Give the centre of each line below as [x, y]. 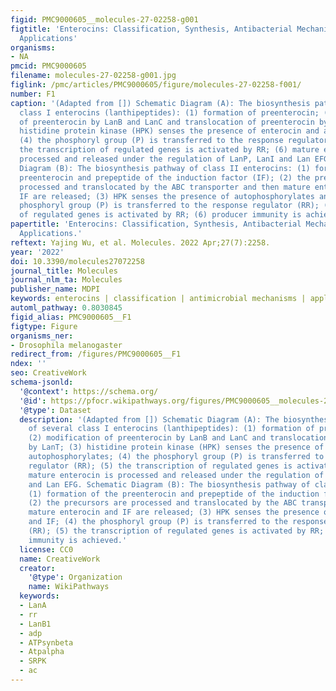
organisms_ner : [42, 336]
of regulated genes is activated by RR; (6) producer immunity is [160, 215]
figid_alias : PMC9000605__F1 [71, 317]
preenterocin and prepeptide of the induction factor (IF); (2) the [165, 177]
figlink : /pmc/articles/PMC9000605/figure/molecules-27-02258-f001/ [156, 85]
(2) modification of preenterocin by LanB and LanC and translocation [178, 438]
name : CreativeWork [60, 559]
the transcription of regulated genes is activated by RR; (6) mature [169, 150]
